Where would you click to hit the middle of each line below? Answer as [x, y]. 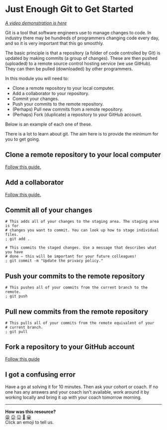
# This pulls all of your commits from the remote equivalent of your [80, 323]
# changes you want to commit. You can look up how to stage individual [82, 230]
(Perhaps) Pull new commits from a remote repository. [68, 109]
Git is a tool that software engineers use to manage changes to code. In [78, 32]
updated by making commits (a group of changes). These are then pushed [81, 58]
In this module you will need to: [37, 78]
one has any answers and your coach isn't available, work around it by [77, 392]
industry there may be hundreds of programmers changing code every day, [83, 38]
